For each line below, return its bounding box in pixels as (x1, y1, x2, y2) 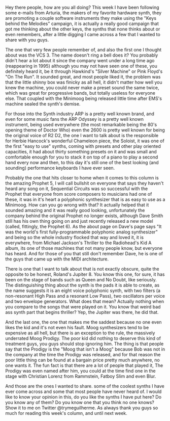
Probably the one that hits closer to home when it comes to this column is (5, 175, 159, 180)
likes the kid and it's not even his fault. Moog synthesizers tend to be (5, 325, 149, 330)
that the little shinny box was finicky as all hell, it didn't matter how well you (5, 79, 162, 85)
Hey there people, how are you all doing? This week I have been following (5, 5, 159, 10)
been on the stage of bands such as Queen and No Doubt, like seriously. (5, 277, 157, 282)
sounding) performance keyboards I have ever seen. (5, 165, 115, 171)
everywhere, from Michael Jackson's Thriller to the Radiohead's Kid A (5, 240, 152, 246)
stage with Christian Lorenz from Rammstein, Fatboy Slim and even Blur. (5, 373, 156, 379)
